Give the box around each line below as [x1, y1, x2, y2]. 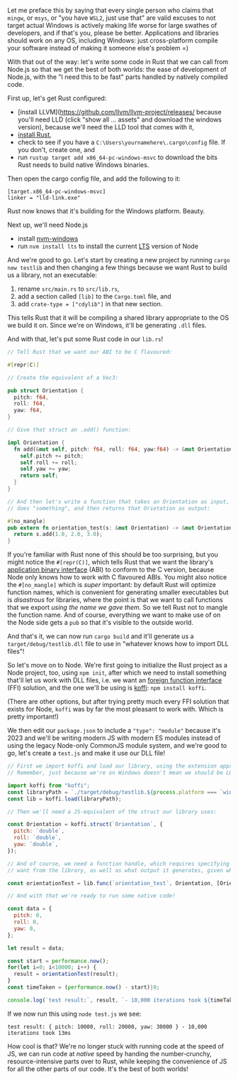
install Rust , [17, 131, 52, 139]
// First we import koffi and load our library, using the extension [7, 763, 217, 770]
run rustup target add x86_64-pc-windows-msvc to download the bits [17, 153, 218, 161]
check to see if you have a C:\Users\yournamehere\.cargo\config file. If [17, 138, 225, 146]
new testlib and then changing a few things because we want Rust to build [7, 263, 228, 272]
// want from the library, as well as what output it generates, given [7, 866, 223, 874]
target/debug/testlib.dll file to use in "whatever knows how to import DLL [7, 640, 229, 648]
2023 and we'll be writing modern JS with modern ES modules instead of [7, 734, 221, 742]
